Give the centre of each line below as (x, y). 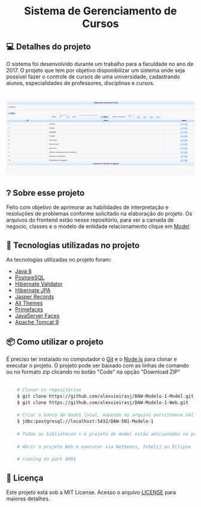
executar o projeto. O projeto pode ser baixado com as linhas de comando (98, 365)
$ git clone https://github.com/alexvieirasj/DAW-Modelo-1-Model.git (106, 396)
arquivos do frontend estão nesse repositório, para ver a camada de (90, 220)
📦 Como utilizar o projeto (55, 341)
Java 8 (23, 271)
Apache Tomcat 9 (37, 322)
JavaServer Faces (37, 316)
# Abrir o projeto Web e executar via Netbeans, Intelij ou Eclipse (104, 447)
